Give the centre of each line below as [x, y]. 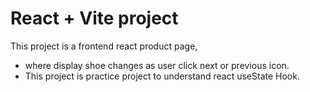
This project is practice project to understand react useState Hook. [162, 76]
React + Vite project [94, 18]
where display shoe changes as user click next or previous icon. [157, 65]
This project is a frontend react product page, [104, 46]
